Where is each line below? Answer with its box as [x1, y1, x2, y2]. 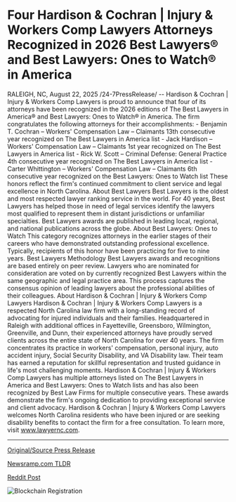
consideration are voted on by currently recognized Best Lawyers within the [7, 269, 227, 277]
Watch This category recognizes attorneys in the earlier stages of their [7, 232, 212, 240]
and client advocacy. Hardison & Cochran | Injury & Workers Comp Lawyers [7, 403, 226, 411]
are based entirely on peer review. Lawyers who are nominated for [7, 261, 199, 270]
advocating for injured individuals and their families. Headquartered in [7, 313, 209, 322]
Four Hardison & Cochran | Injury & [7, 7, 214, 23]
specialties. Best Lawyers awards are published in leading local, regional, [7, 216, 219, 225]
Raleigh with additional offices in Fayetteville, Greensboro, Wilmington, [7, 321, 211, 329]
